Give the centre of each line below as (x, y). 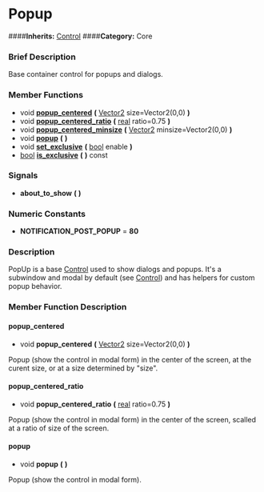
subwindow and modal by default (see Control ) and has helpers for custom (132, 278)
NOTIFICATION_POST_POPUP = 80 (79, 231)
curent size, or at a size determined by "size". (83, 368)
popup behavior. (35, 286)
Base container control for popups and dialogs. (86, 74)
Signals (23, 175)
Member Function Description (68, 307)
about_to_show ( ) (50, 193)
